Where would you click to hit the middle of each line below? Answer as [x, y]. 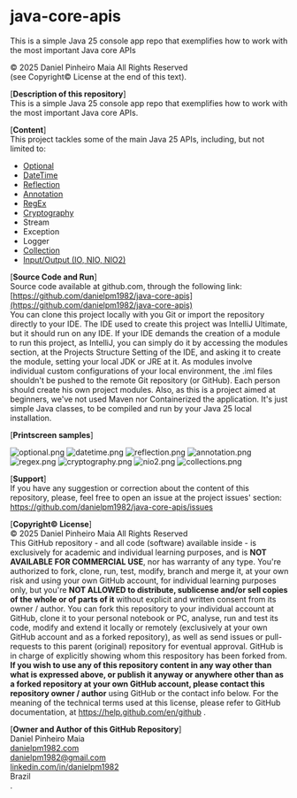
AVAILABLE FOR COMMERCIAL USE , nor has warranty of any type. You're [146, 561]
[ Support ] [28, 479]
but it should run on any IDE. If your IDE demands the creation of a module [145, 333]
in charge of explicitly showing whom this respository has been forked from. [149, 656]
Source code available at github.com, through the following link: [126, 286]
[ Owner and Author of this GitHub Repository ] [96, 729]
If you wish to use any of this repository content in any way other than [141, 664]
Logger [36, 241]
